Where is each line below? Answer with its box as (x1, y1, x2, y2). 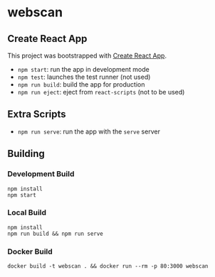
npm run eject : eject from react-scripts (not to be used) (17, 88, 185, 96)
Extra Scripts (7, 108, 66, 121)
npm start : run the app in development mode (17, 65, 150, 73)
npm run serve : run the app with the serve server (17, 127, 160, 136)
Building (7, 148, 45, 160)
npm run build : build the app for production (17, 80, 145, 89)
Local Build (7, 207, 47, 217)
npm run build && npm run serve (7, 230, 103, 237)
